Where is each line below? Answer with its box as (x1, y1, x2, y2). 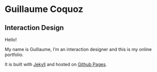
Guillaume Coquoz (5, 3, 84, 15)
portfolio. (5, 51, 24, 57)
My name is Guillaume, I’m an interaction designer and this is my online (5, 46, 152, 52)
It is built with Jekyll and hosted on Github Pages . (5, 61, 107, 67)
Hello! (5, 36, 17, 42)
